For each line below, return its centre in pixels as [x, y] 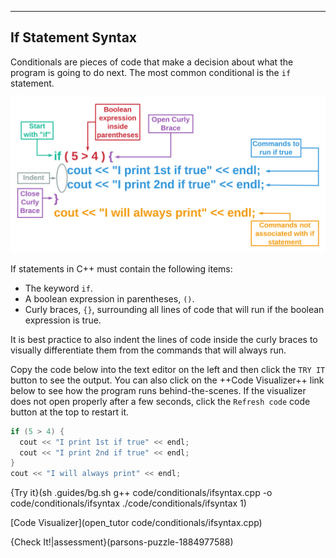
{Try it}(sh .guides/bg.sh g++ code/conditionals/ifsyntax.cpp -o [141, 493]
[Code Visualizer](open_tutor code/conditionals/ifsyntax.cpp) [136, 523]
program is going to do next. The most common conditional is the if [151, 72]
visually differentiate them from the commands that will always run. [148, 350]
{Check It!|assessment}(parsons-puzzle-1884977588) [122, 542]
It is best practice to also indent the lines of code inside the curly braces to [164, 339]
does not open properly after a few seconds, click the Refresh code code [160, 401]
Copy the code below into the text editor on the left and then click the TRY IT [168, 369]
